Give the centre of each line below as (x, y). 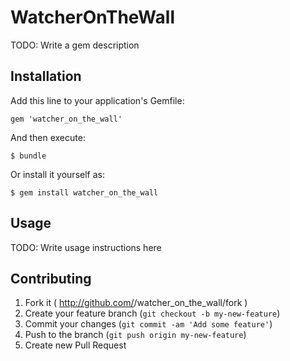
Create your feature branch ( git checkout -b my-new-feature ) (152, 313)
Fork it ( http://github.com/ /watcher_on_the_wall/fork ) (136, 303)
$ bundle (28, 156)
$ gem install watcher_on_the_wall (84, 192)
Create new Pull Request (75, 345)
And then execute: (48, 137)
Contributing (51, 278)
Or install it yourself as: (57, 174)
